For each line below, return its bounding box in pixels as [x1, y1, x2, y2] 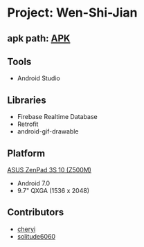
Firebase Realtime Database [17, 113, 98, 121]
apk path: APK [7, 33, 71, 44]
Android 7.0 [17, 179, 51, 187]
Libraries [7, 94, 46, 106]
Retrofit [17, 120, 39, 129]
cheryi [17, 225, 36, 233]
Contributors [7, 206, 64, 219]
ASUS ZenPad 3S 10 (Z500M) [7, 166, 92, 174]
